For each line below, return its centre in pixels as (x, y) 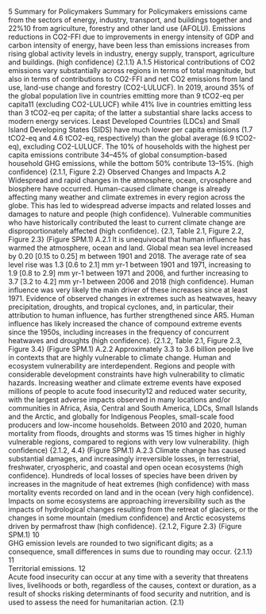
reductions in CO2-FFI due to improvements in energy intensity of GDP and (131, 37)
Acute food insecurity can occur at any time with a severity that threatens (128, 577)
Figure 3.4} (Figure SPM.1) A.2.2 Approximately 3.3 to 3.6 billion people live (131, 349)
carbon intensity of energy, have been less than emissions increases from (129, 45)
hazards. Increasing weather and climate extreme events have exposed (125, 383)
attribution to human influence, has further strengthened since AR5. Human (131, 315)
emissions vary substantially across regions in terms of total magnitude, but (132, 70)
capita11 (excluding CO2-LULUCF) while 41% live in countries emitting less (130, 104)
